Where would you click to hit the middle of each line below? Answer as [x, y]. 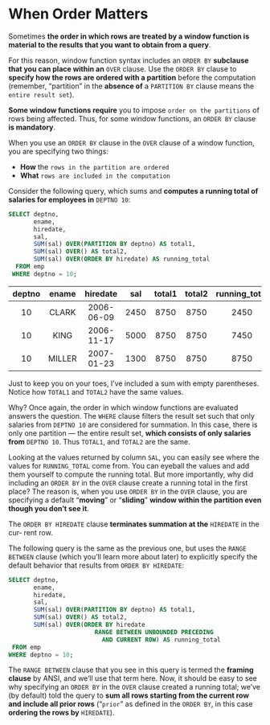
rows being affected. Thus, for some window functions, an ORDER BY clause [132, 118]
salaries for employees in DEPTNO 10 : [70, 199]
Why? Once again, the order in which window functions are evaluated [123, 408]
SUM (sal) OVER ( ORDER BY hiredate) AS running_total [122, 259]
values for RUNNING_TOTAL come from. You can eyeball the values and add [129, 465]
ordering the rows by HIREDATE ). [61, 713]
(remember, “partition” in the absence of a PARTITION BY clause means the [131, 86]
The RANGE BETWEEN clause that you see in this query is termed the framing [131, 670]
